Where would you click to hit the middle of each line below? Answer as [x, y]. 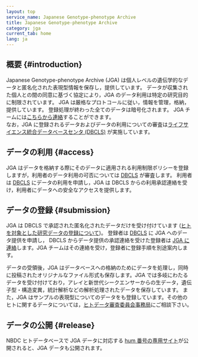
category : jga [24, 28]
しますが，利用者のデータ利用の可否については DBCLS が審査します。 [91, 175]
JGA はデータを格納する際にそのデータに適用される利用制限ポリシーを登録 [98, 168]
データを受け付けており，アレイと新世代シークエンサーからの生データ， [94, 282]
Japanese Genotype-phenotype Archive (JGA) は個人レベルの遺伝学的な [95, 80]
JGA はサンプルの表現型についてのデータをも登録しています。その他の [102, 297]
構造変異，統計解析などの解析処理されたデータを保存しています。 [102, 290]
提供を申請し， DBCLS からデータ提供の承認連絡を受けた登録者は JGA [97, 240]
